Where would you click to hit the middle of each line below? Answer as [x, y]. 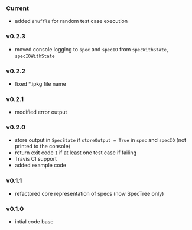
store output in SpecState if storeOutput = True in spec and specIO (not [100, 140]
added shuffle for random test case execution [71, 21]
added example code [40, 165]
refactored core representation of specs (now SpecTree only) [89, 193]
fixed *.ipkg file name [40, 83]
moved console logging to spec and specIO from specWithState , [91, 49]
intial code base [34, 222]
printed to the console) [43, 147]
